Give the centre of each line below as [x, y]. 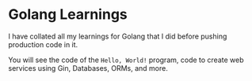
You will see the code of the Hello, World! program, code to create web [126, 60]
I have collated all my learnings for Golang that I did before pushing [118, 36]
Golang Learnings [68, 15]
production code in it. [43, 44]
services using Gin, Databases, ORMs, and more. [88, 68]
